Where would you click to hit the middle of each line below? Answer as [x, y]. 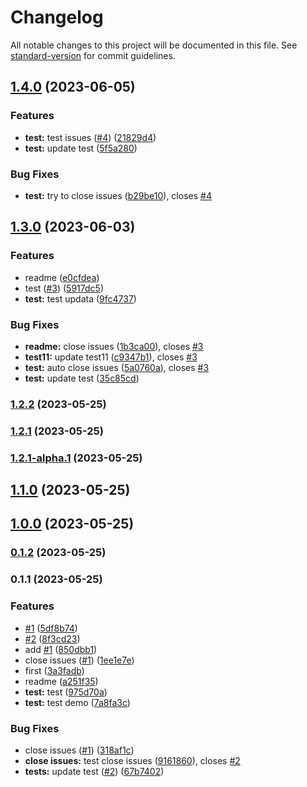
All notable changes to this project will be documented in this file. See [154, 45]
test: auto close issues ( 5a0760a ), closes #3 [117, 367]
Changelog [57, 17]
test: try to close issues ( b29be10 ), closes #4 [118, 195]
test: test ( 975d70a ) [66, 692]
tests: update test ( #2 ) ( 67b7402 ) [94, 771]
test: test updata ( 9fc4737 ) [80, 298]
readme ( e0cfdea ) [62, 277]
